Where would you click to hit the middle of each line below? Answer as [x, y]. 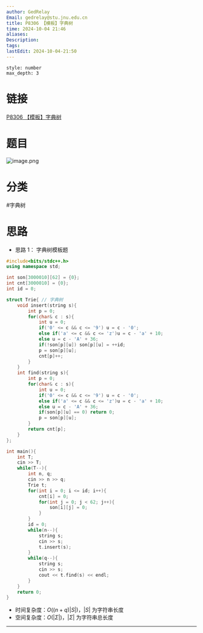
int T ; [25, 457]
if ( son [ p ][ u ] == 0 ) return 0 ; [76, 412]
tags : [13, 46]
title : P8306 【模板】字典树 [40, 23]
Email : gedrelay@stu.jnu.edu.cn [47, 18]
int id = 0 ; [21, 289]
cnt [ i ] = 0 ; [53, 496]
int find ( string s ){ [43, 373]
